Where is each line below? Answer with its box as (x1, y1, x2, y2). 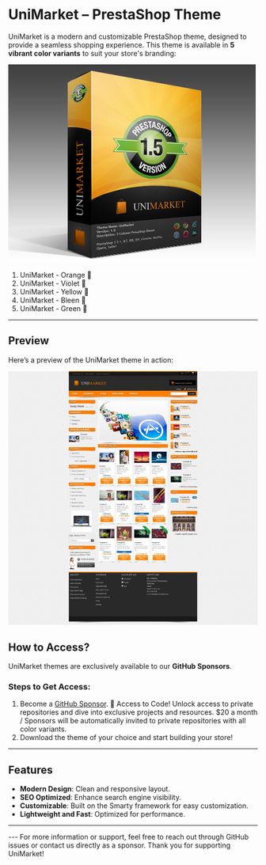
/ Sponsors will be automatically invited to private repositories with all (19, 716, 246, 726)
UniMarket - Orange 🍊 (19, 270, 93, 279)
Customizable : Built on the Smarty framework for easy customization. (19, 801, 249, 810)
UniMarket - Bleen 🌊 (19, 295, 86, 305)
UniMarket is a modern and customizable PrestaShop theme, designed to (8, 32, 247, 41)
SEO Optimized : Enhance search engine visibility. (19, 793, 182, 802)
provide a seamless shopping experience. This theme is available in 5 (8, 40, 235, 49)
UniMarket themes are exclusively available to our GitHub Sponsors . (8, 662, 232, 671)
